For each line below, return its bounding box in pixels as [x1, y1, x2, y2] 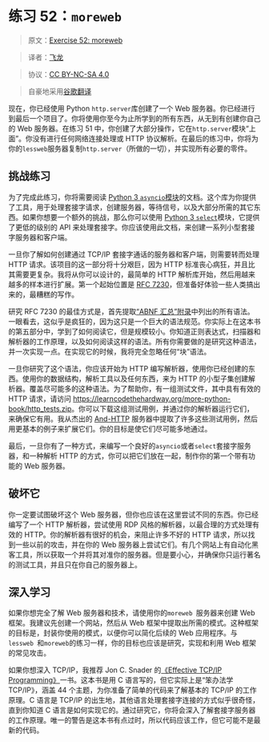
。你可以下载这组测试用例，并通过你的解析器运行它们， [71, 403, 255, 413]
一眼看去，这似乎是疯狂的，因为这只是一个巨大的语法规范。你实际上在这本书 [8, 316, 261, 326]
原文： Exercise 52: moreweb [27, 35, 122, 45]
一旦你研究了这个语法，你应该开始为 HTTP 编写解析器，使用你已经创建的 [8, 363, 249, 373]
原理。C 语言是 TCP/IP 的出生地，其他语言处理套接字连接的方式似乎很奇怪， [8, 695, 260, 705]
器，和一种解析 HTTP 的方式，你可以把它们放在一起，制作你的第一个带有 [8, 451, 249, 460]
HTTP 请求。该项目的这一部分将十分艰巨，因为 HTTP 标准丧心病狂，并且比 [8, 259, 255, 269]
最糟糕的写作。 [29, 290, 78, 299]
